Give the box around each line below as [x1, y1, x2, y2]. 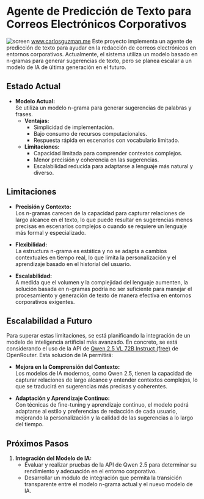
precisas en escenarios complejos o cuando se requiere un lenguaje [15, 222, 188, 230]
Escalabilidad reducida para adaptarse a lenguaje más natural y [33, 162, 194, 169]
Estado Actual [6, 81, 61, 92]
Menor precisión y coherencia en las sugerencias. [33, 156, 159, 163]
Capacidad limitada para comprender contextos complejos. [33, 149, 183, 157]
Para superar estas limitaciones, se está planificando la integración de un [6, 332, 191, 339]
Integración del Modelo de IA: [15, 454, 92, 462]
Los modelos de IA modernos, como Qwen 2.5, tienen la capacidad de [15, 370, 192, 377]
